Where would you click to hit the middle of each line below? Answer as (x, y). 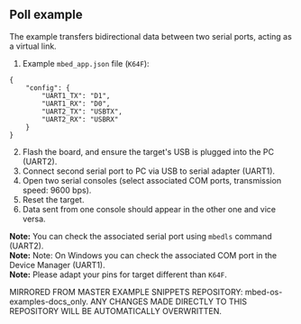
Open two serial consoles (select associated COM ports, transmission (152, 180)
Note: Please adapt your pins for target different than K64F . (118, 274)
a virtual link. (33, 46)
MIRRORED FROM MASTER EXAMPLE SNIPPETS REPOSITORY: (126, 292)
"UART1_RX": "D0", (76, 103)
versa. (34, 219)
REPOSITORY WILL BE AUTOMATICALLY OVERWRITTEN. (116, 310)
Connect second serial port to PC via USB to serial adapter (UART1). (149, 171)
